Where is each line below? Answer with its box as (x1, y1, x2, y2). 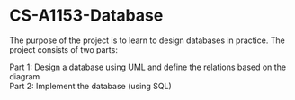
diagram (9, 71, 40, 81)
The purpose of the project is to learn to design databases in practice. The (9, 35, 285, 46)
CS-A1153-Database (9, 5, 164, 26)
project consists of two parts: (9, 44, 119, 54)
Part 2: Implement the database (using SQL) (9, 80, 173, 91)
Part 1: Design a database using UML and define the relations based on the (9, 62, 286, 72)
